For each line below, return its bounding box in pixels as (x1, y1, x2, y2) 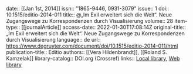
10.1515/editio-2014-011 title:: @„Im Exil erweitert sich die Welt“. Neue (6, 11, 172, 18)
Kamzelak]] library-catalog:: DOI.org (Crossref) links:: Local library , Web (6, 55, 180, 62)
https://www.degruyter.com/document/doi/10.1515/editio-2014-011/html (6, 42, 178, 49)
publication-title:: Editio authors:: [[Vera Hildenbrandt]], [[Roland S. (6, 49, 167, 55)
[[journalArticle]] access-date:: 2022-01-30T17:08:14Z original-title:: (21, 23, 186, 31)
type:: (6, 23, 21, 31)
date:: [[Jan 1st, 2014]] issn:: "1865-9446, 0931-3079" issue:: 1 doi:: (6, 5, 169, 12)
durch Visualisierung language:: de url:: (6, 36, 101, 43)
